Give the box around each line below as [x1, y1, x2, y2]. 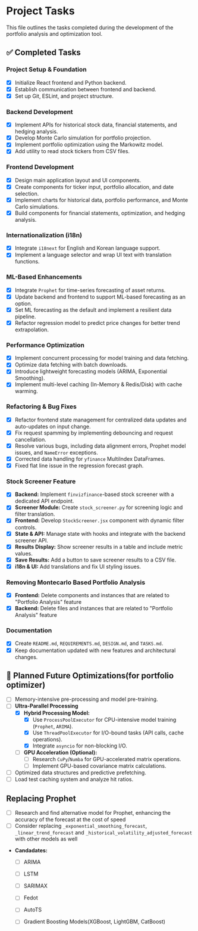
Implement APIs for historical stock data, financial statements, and [14, 121, 177, 129]
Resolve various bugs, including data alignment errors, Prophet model [14, 442, 186, 449]
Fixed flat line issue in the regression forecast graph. [14, 462, 144, 469]
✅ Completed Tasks [6, 48, 81, 58]
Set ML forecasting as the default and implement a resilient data [14, 306, 172, 314]
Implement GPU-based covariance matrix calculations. [32, 762, 166, 769]
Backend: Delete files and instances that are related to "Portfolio [14, 605, 173, 612]
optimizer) [6, 680, 46, 690]
